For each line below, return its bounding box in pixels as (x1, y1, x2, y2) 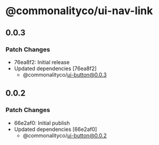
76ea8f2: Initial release (14, 58, 70, 65)
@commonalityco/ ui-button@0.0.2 (22, 131, 107, 139)
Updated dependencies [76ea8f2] (14, 65, 97, 72)
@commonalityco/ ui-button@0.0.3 (22, 71, 107, 78)
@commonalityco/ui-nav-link (5, 4, 153, 18)
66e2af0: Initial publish (14, 119, 70, 126)
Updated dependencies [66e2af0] (14, 126, 98, 133)
